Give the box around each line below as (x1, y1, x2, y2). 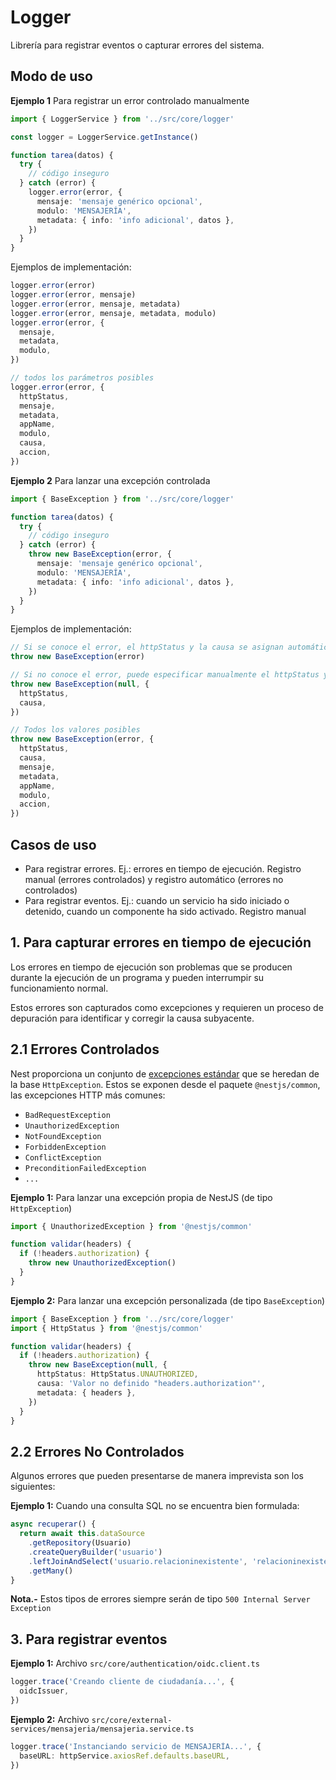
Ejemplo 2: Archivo (10, 1713, 90, 1725)
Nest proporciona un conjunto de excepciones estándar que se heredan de (10, 1067, 320, 1080)
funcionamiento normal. (10, 982, 109, 994)
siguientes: (10, 1481, 56, 1493)
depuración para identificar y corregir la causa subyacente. (10, 1012, 255, 1024)
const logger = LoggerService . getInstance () (10, 132, 199, 142)
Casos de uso (10, 836, 97, 853)
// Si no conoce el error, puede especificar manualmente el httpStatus (10, 670, 320, 680)
